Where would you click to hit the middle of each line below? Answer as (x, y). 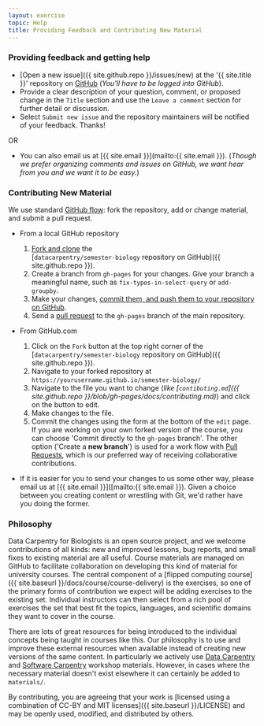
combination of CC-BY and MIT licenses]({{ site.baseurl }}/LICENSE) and (127, 706)
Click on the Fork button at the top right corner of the (117, 346)
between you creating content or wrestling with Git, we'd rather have (131, 495)
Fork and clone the (62, 248)
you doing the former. (55, 503)
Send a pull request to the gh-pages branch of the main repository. (138, 315)
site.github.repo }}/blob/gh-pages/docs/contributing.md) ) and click (141, 396)
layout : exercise (37, 15)
